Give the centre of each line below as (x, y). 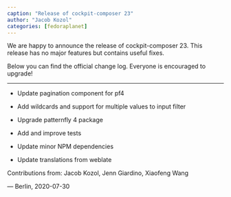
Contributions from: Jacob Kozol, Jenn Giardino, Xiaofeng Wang (98, 173)
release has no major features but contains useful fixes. (86, 53)
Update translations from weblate (64, 160)
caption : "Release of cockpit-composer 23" (70, 13)
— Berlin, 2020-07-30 (38, 187)
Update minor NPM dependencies (65, 147)
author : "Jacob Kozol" (40, 20)
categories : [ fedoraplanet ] (47, 26)
